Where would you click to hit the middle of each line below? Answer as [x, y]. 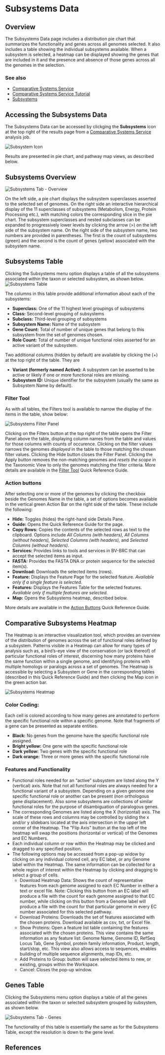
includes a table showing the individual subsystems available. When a [76, 49]
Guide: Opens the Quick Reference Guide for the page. [68, 525]
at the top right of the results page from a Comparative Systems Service [78, 132]
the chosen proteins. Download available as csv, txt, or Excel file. [85, 922]
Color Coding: [22, 705]
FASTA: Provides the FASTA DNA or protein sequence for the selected [83, 561]
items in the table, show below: [36, 414]
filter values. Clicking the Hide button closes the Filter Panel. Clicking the [79, 455]
